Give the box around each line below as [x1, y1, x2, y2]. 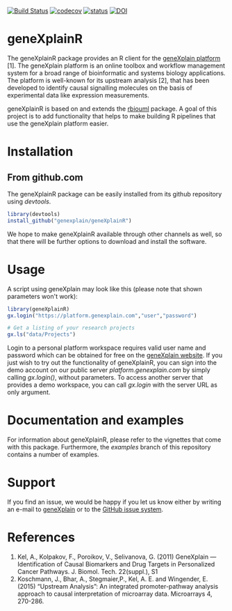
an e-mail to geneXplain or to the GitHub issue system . [7, 505, 164, 513]
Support [7, 474, 56, 490]
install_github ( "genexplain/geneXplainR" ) [7, 217, 132, 224]
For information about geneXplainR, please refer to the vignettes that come [7, 435, 222, 444]
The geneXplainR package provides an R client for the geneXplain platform [7, 54, 221, 62]
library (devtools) [7, 210, 60, 217]
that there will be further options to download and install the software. [7, 237, 207, 245]
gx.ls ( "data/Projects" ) [7, 331, 76, 338]
